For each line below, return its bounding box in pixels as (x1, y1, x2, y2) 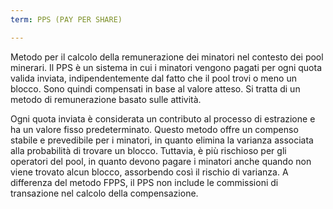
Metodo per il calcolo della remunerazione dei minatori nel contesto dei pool (10, 51, 324, 63)
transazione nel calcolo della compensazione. (10, 187, 199, 199)
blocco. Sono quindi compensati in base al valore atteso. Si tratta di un (10, 82, 301, 95)
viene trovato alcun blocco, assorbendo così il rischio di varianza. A (10, 166, 289, 178)
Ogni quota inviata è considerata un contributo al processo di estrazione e (10, 112, 316, 125)
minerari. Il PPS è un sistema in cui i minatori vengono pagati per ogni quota (10, 61, 323, 73)
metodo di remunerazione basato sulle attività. (10, 93, 202, 105)
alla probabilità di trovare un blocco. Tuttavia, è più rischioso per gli (10, 144, 287, 156)
